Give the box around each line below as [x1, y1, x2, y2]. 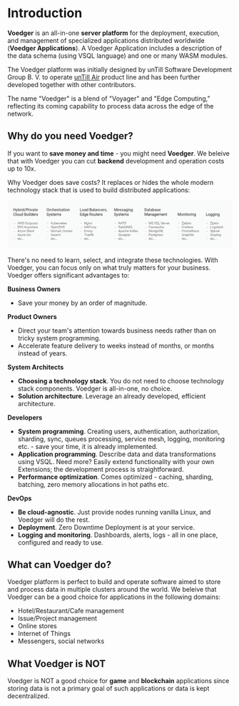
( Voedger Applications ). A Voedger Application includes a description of [7, 44, 223, 52]
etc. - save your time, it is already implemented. [17, 442, 158, 450]
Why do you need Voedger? [7, 130, 133, 142]
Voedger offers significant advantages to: [7, 271, 130, 279]
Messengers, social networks [17, 637, 105, 645]
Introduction [7, 5, 83, 21]
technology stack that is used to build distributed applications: [7, 186, 190, 194]
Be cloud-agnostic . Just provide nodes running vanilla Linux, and [17, 508, 211, 516]
